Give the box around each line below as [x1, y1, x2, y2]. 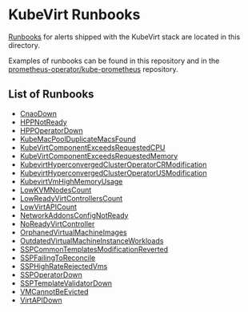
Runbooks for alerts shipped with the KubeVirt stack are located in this [8, 32, 241, 41]
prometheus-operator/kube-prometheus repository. [8, 64, 178, 73]
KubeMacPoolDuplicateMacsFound [19, 134, 136, 144]
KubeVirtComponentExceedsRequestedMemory [19, 151, 178, 160]
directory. [8, 40, 40, 49]
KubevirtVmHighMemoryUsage [19, 176, 123, 186]
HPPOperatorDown [19, 125, 83, 135]
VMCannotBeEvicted [19, 286, 89, 296]
